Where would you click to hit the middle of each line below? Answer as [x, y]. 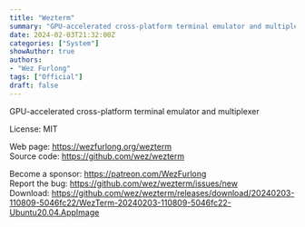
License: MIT [34, 129]
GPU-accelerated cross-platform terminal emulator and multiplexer [135, 111]
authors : [26, 60]
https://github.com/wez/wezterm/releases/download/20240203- [173, 192]
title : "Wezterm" [42, 18]
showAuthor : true [42, 52]
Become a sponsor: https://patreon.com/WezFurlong [108, 173]
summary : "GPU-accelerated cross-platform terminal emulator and [135, 26]
